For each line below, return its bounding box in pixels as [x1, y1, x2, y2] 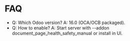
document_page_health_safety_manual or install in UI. [11, 30, 123, 36]
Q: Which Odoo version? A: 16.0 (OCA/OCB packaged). [11, 19, 125, 25]
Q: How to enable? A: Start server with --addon [11, 24, 109, 30]
